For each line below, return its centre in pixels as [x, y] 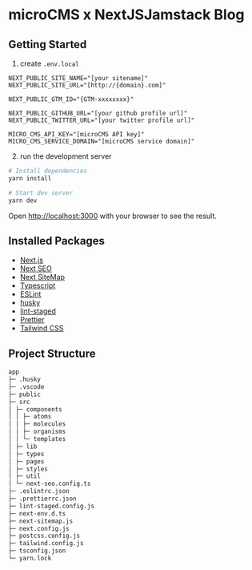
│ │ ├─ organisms [37, 432]
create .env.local [50, 63]
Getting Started [48, 44]
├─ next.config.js [39, 528]
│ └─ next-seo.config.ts [50, 484]
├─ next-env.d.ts [37, 513]
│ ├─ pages [26, 461]
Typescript [38, 285]
